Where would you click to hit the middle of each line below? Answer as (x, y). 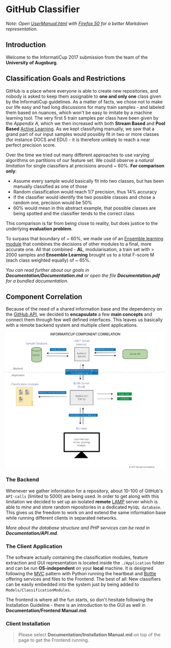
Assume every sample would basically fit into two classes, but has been (89, 181)
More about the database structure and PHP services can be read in (78, 527)
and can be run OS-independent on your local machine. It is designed (80, 568)
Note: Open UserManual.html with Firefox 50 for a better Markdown (77, 23)
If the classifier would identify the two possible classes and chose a (84, 197)
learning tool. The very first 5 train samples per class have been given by (82, 118)
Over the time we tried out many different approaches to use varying (78, 155)
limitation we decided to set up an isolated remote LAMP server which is (82, 501)
